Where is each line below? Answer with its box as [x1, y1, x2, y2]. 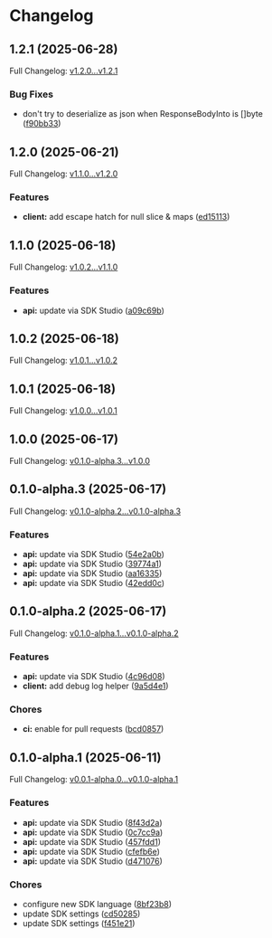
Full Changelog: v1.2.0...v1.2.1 [9, 65, 118, 76]
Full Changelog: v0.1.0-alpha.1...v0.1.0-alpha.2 [9, 628, 179, 639]
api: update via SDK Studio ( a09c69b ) [22, 305, 164, 316]
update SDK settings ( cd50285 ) [22, 908, 141, 919]
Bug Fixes [9, 88, 54, 100]
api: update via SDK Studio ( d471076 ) [22, 856, 163, 867]
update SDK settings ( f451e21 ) [22, 917, 136, 928]
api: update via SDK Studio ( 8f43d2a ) [22, 817, 163, 828]
